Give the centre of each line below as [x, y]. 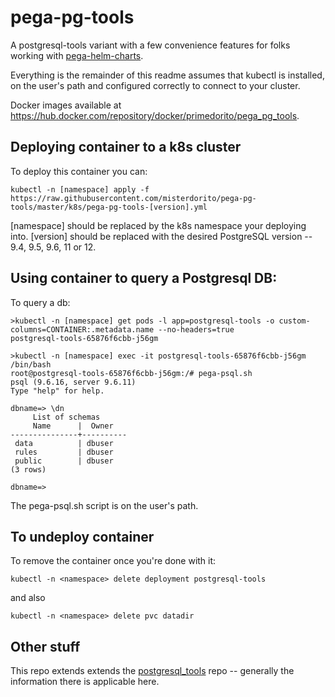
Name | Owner [73, 426]
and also [28, 598]
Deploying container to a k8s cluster [126, 147]
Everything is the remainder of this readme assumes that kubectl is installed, [167, 75]
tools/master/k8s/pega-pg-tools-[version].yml [109, 207]
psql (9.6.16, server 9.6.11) [73, 382]
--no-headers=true [196, 329]
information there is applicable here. [85, 682]
